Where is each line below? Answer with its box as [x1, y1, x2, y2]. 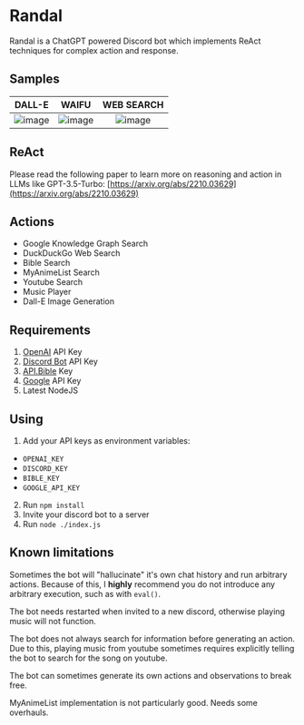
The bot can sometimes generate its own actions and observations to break [9, 670, 292, 681]
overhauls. [9, 707, 49, 718]
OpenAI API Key [22, 347, 83, 358]
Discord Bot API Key [22, 356, 98, 367]
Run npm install [22, 500, 85, 510]
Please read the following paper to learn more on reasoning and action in [9, 169, 282, 180]
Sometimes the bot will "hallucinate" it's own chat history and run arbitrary [9, 569, 288, 580]
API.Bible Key [22, 366, 74, 377]
